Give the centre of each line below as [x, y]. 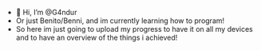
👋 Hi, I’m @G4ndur [46, 12]
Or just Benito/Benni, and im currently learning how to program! [120, 21]
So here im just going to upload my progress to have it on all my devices [134, 29]
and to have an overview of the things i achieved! [97, 37]
